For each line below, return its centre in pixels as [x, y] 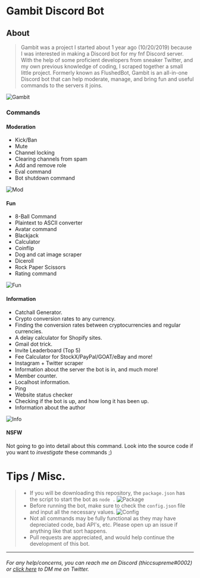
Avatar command [36, 229]
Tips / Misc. [36, 476]
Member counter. [36, 376]
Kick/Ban [26, 140]
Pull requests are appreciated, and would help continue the [102, 537]
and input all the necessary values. [72, 512]
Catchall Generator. [38, 312]
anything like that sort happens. [68, 531]
